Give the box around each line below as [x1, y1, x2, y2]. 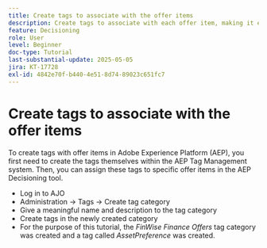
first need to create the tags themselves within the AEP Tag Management [8, 156, 248, 166]
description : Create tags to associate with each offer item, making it [8, 19, 254, 27]
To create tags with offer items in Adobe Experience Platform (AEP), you [8, 147, 245, 157]
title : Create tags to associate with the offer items [8, 11, 194, 20]
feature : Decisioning [8, 26, 80, 34]
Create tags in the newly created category [19, 213, 158, 223]
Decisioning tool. [8, 173, 64, 182]
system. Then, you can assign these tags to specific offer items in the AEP [8, 164, 252, 174]
